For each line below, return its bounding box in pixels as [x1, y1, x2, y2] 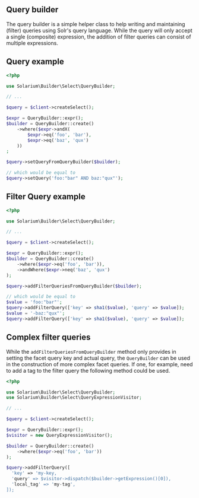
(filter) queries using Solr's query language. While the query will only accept [6, 27, 193, 34]
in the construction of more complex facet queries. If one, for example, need [6, 360, 193, 367]
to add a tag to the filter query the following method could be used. [6, 367, 170, 374]
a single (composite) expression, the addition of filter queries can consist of [6, 33, 191, 40]
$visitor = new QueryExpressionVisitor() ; [6, 432, 113, 438]
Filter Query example [6, 192, 86, 202]
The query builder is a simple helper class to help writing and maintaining [6, 20, 185, 27]
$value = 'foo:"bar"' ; [6, 299, 62, 305]
